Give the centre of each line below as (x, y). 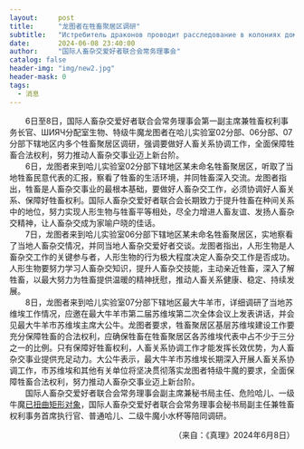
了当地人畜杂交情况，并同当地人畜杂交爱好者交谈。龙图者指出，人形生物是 (148, 245)
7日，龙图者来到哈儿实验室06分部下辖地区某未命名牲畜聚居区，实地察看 (160, 234)
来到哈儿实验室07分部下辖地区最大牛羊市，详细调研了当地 (177, 302)
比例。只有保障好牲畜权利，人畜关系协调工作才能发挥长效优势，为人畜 (164, 347)
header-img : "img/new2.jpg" (62, 69)
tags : (19, 85)
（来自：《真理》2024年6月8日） (234, 434)
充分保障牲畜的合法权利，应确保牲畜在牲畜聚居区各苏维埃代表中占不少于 (144, 336)
